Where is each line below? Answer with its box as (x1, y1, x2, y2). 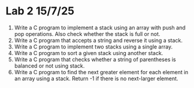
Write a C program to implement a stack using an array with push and (14, 24, 186, 31)
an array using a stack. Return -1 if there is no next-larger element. (14, 75, 178, 82)
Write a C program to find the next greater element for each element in (14, 68, 189, 75)
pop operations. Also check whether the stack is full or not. (14, 30, 160, 37)
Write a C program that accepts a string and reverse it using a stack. (14, 37, 183, 44)
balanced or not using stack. (14, 62, 85, 69)
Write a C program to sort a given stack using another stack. (14, 49, 163, 56)
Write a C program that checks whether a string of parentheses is (14, 56, 176, 63)
